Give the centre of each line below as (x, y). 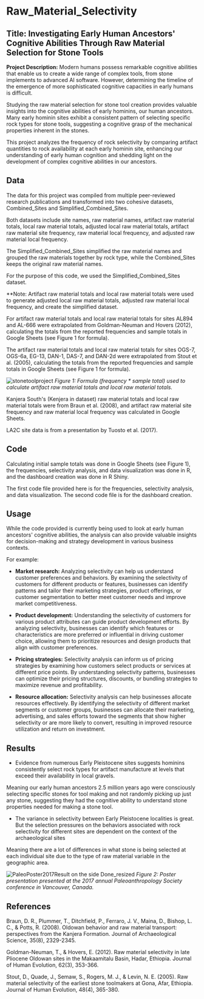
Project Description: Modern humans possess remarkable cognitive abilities (102, 67)
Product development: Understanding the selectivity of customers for (103, 615)
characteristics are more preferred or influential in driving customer (99, 635)
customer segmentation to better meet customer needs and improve (100, 597)
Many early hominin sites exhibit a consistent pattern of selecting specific (98, 117)
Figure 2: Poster (156, 875)
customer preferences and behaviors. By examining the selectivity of (101, 578)
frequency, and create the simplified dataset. (62, 306)
